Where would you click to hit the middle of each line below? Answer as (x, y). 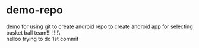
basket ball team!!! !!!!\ (33, 32)
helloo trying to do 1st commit (42, 39)
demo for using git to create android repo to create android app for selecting (99, 26)
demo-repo (35, 10)
